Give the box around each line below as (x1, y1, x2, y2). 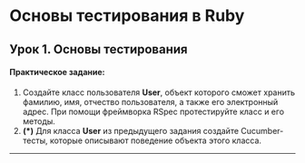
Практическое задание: (9, 67, 105, 78)
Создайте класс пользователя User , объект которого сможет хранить (22, 87, 296, 98)
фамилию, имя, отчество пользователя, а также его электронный (22, 96, 279, 107)
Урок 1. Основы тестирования (9, 42, 188, 57)
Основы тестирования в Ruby (9, 5, 245, 26)
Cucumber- (240, 125, 284, 136)
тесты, (22, 135, 48, 146)
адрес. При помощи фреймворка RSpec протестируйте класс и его (22, 106, 284, 117)
